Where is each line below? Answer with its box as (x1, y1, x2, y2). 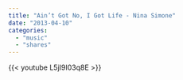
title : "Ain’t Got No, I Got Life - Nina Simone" (8, 11, 177, 20)
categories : (8, 26, 48, 34)
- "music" (15, 33, 48, 42)
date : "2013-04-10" (8, 19, 73, 27)
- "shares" (15, 41, 52, 49)
